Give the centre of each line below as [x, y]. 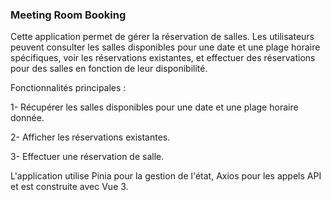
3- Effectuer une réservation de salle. [87, 157]
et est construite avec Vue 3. [69, 187]
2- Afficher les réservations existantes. [90, 137]
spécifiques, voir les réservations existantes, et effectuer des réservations [163, 58]
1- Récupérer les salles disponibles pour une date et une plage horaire [154, 107]
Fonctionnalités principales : [68, 88]
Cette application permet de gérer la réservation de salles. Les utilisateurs [162, 37]
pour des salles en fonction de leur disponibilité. [109, 69]
